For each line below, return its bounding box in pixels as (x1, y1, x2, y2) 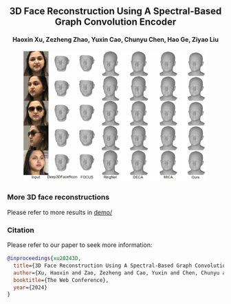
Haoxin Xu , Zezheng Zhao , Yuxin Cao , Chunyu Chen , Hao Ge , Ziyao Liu (12, 35, 219, 43)
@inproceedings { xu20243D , (7, 255, 81, 262)
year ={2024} (13, 284, 48, 291)
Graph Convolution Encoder (54, 16, 177, 28)
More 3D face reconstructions (7, 192, 110, 202)
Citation (7, 225, 34, 235)
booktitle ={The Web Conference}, (13, 277, 109, 283)
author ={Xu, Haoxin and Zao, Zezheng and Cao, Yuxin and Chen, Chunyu (13, 269, 220, 277)
